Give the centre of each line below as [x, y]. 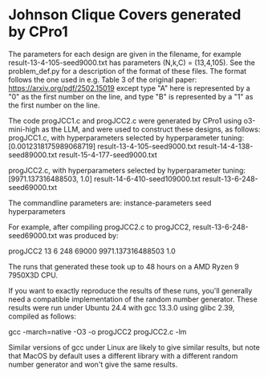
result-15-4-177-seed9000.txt [108, 155]
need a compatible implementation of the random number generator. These [133, 299]
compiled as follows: [42, 316]
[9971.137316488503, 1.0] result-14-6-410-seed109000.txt [104, 179]
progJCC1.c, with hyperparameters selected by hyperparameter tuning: [126, 137]
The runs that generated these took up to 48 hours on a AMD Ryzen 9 [124, 266]
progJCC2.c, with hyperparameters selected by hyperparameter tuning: [127, 170]
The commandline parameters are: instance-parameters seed [110, 203]
